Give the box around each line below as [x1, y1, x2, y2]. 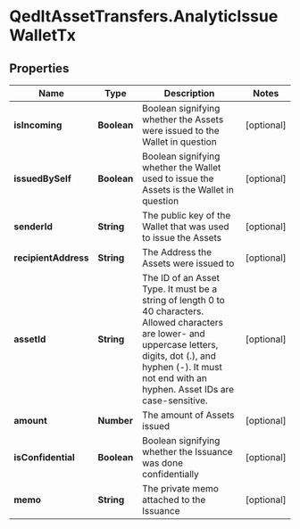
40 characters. [142, 305, 204, 318]
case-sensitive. [142, 394, 208, 407]
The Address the [142, 246, 212, 258]
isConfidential [13, 451, 76, 463]
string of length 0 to [142, 294, 225, 306]
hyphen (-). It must [142, 361, 223, 373]
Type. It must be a [142, 283, 217, 295]
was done [142, 457, 183, 469]
